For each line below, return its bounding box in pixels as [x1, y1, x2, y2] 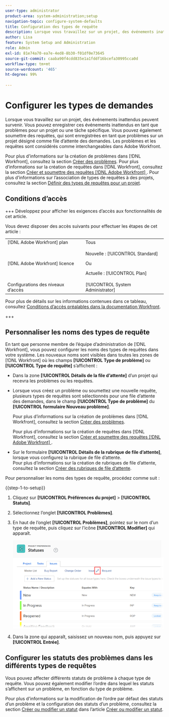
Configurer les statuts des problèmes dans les [5, 654, 153, 662]
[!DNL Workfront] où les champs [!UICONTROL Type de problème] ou [5, 357, 151, 364]
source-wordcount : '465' [5, 67, 57, 72]
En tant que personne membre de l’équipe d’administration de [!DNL [5, 341, 146, 347]
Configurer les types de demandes [5, 100, 153, 111]
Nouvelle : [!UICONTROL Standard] [85, 250, 158, 257]
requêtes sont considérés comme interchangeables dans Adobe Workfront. [5, 143, 161, 149]
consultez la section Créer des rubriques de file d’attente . [12, 465, 132, 472]
